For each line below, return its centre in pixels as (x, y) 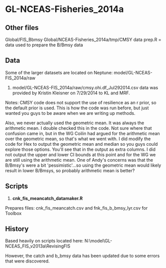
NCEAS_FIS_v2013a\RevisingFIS (38, 246)
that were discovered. (27, 261)
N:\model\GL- (98, 241)
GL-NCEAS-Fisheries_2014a (65, 9)
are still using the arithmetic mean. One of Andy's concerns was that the (79, 160)
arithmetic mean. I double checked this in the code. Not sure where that (79, 128)
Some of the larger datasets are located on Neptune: (59, 72)
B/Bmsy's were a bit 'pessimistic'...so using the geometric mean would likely (83, 165)
